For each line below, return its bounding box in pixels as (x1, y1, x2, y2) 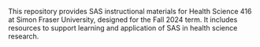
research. (8, 31, 39, 41)
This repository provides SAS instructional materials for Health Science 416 (8, 7, 252, 16)
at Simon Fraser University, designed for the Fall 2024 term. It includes (8, 15, 238, 24)
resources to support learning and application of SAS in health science (8, 23, 238, 32)
